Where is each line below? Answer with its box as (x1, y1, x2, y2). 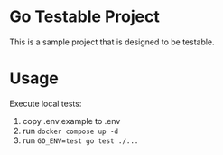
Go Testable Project (9, 6, 160, 27)
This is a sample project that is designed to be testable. (9, 36, 215, 47)
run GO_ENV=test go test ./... (22, 134, 139, 146)
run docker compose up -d (22, 125, 119, 136)
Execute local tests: (9, 98, 82, 109)
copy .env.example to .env (22, 115, 121, 126)
